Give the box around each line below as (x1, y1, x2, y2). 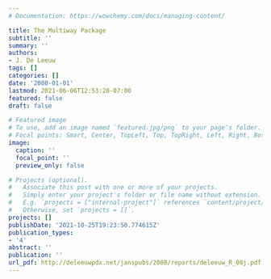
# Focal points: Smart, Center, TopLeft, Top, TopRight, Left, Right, (8, 131, 251, 140)
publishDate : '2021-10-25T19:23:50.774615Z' (8, 221, 161, 229)
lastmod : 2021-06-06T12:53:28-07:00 (8, 87, 131, 95)
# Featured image (8, 116, 67, 125)
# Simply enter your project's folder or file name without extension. (8, 191, 262, 199)
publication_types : (8, 228, 74, 237)
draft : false (8, 102, 52, 110)
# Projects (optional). (8, 175, 89, 184)
